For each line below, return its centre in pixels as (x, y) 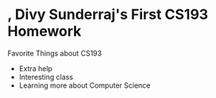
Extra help (36, 68)
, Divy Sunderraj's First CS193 (108, 15)
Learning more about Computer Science (85, 85)
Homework (44, 31)
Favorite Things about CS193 (55, 53)
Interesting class (46, 77)
